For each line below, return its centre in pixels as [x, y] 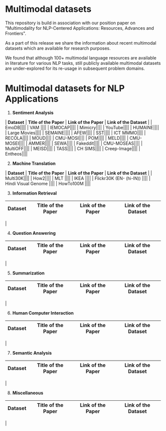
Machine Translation [34, 163]
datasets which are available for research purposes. [58, 48]
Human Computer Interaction [43, 313]
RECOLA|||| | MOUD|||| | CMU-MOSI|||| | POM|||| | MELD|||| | [67, 138]
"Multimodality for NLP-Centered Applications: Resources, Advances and [80, 28]
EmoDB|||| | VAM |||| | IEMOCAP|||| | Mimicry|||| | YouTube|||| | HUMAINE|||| [82, 127]
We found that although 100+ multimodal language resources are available [81, 57]
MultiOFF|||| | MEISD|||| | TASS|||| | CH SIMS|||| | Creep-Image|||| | [73, 148]
